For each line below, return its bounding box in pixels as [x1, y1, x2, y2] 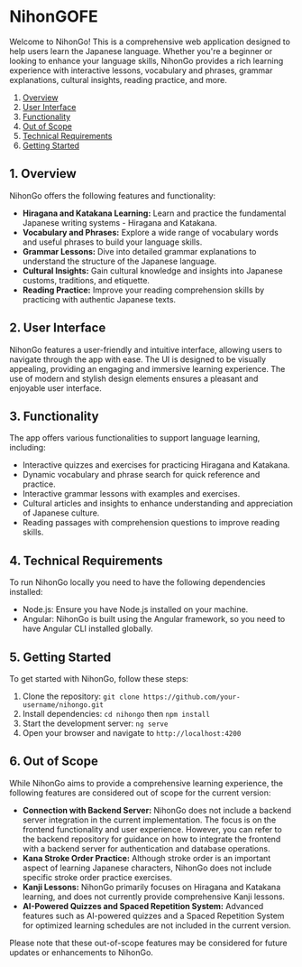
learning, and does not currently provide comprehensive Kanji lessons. [22, 891, 286, 902]
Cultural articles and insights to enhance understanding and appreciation [22, 498, 294, 509]
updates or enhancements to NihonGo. [9, 946, 153, 958]
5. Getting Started [9, 649, 112, 665]
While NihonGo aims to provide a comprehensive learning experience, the [9, 777, 284, 788]
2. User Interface [9, 321, 106, 336]
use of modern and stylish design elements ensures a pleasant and [9, 373, 259, 384]
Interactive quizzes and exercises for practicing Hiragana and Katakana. [22, 460, 290, 470]
